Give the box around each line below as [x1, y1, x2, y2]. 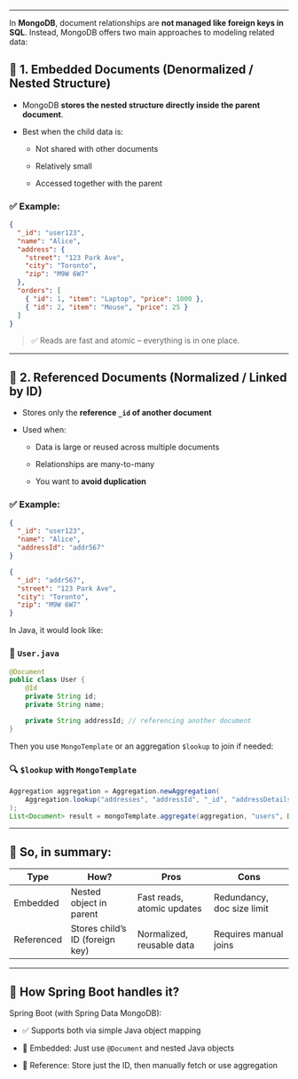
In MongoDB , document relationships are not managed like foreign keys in [9, 18, 284, 28]
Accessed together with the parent [35, 178, 162, 188]
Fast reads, [137, 892, 184, 904]
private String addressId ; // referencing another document [25, 716, 252, 725]
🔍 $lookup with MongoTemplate [9, 763, 137, 775]
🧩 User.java [9, 647, 59, 660]
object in [70, 897, 107, 909]
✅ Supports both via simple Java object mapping [21, 1025, 201, 1035]
